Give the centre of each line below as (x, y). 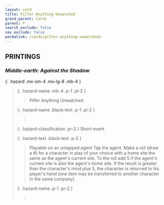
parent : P (15, 23)
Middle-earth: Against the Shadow (47, 70)
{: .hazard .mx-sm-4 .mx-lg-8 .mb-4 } (43, 81)
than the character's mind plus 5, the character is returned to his (94, 168)
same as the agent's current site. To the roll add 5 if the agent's (93, 158)
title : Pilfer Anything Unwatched (40, 14)
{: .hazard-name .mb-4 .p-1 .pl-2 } (51, 91)
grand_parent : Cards (26, 19)
